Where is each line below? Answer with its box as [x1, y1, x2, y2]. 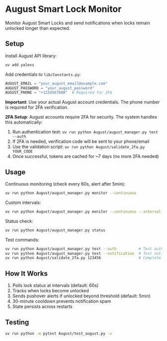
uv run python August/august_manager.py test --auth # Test [5, 246, 153, 251]
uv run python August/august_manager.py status [5, 227, 106, 233]
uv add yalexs [5, 62, 35, 68]
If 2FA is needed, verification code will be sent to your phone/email [12, 138, 150, 144]
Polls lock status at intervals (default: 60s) [12, 282, 99, 288]
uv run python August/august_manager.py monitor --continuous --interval [5, 209, 162, 214]
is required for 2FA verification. [5, 104, 69, 110]
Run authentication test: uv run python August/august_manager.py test [12, 129, 158, 135]
